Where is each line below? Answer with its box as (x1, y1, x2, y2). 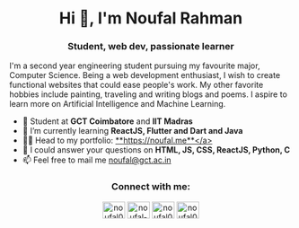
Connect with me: (110, 180, 191, 193)
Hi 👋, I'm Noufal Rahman (58, 8, 243, 29)
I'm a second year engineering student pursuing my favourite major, (9, 60, 260, 71)
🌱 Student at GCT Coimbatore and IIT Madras (22, 116, 193, 127)
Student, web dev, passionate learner (66, 40, 235, 53)
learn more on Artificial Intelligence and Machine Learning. (9, 99, 226, 110)
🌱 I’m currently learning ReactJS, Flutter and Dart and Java (22, 126, 243, 136)
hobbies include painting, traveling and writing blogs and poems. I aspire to (9, 89, 287, 100)
